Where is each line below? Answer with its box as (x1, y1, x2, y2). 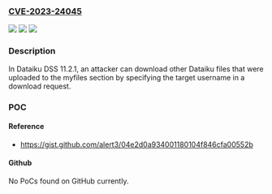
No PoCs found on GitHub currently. (8, 176, 129, 186)
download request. (8, 81, 71, 91)
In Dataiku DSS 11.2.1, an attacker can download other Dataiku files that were (8, 63, 264, 74)
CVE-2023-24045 (8, 6, 83, 17)
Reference (8, 122, 45, 131)
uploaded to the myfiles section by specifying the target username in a (8, 72, 245, 82)
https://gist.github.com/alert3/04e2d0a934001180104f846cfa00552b (19, 140, 254, 149)
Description (8, 45, 56, 57)
